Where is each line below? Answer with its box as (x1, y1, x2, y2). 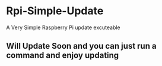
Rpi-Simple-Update (6, 4, 104, 18)
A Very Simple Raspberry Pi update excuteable (6, 24, 120, 31)
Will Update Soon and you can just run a (6, 41, 157, 51)
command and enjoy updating (6, 51, 119, 61)
